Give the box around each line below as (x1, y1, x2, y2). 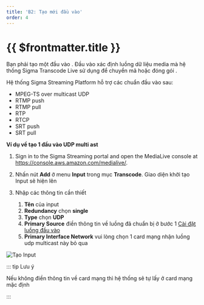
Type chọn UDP (24, 213, 64, 221)
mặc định (6, 281, 30, 289)
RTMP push (15, 97, 44, 104)
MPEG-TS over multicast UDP (15, 90, 90, 98)
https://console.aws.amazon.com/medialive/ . (15, 159, 128, 167)
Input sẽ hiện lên (15, 177, 57, 185)
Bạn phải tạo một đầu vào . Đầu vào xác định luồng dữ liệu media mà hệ (6, 61, 186, 68)
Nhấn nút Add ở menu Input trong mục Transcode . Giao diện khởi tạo (15, 171, 190, 178)
